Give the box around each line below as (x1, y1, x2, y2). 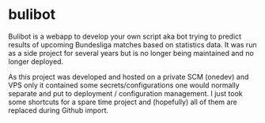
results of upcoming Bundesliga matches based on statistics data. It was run (8, 39, 257, 49)
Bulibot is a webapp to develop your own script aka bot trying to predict (8, 32, 242, 41)
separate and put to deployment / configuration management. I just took (8, 88, 243, 98)
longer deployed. (8, 57, 64, 66)
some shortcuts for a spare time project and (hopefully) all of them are (8, 97, 237, 106)
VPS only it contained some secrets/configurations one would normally (8, 80, 240, 90)
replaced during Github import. (8, 105, 109, 115)
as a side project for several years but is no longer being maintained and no (8, 48, 255, 58)
